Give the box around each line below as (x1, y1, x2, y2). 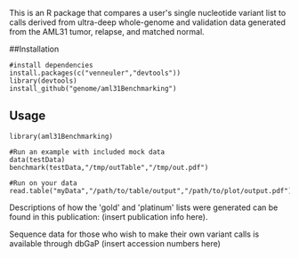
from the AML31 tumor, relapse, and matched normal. (9, 27, 205, 36)
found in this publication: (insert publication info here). (9, 211, 208, 222)
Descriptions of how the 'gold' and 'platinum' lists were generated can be (9, 202, 279, 213)
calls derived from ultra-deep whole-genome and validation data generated (9, 17, 287, 28)
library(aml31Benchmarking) (9, 132, 114, 141)
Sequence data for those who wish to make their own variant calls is (9, 229, 260, 239)
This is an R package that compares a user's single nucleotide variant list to (9, 8, 287, 18)
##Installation (9, 44, 60, 54)
